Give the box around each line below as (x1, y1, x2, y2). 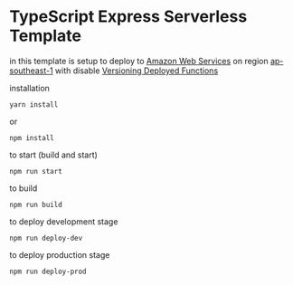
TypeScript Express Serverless (9, 6, 248, 27)
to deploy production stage (9, 249, 110, 260)
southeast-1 (9, 65, 53, 76)
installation (9, 82, 50, 93)
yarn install (9, 100, 59, 109)
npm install (9, 133, 54, 142)
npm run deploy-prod (9, 267, 88, 276)
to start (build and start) (9, 149, 98, 160)
